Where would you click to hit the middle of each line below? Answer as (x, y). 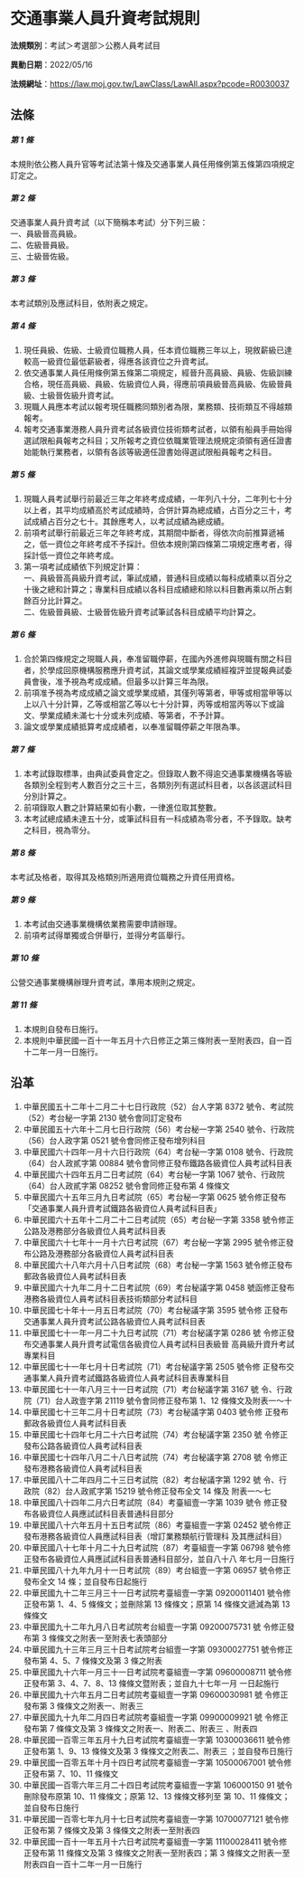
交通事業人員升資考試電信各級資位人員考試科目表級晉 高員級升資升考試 (163, 1343)
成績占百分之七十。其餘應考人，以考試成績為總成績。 (130, 522)
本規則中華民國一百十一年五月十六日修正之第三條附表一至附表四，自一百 (157, 1040)
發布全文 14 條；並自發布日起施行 (85, 1581)
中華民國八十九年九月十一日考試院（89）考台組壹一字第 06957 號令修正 (157, 1570)
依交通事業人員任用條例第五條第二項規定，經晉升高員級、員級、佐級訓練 (157, 373)
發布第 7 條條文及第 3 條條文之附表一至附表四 (116, 1830)
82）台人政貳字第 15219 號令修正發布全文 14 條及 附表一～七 (159, 1491)
